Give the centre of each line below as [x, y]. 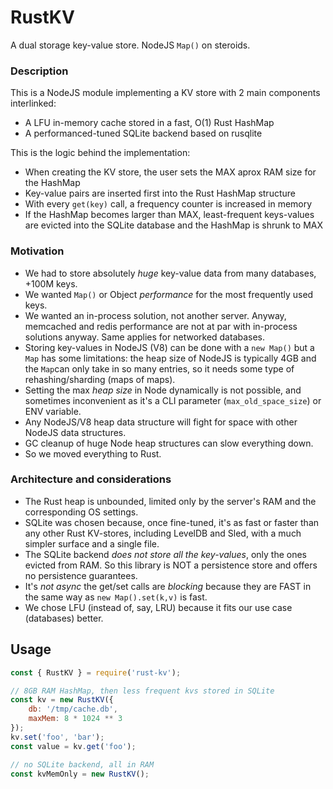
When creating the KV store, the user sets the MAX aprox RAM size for [170, 172]
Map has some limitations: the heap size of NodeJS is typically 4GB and [170, 358]
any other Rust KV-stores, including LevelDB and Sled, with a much [163, 533]
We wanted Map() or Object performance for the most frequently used [169, 294]
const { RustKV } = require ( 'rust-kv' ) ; [96, 672]
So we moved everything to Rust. [93, 453]
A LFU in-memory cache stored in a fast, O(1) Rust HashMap [149, 123]
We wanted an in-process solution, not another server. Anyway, [155, 315]
